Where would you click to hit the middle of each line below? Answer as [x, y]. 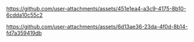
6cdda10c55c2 [25, 15]
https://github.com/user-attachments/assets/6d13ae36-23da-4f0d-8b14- [97, 27]
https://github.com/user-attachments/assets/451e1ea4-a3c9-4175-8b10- [96, 9]
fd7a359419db [24, 33]
